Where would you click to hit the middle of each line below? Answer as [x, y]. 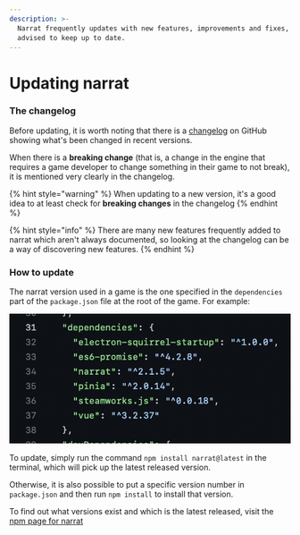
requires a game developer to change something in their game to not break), [150, 166]
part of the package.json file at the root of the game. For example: [130, 301]
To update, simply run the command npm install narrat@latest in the [138, 458]
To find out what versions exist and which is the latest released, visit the [142, 512]
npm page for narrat [46, 521]
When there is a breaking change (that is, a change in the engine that [137, 157]
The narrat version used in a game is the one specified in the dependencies [146, 292]
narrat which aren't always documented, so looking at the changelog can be [149, 239]
